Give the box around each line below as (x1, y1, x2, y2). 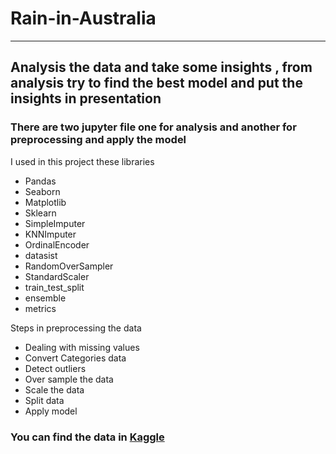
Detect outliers (24, 362, 87, 374)
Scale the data (24, 383, 85, 396)
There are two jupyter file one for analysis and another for (10, 120, 297, 134)
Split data (24, 394, 65, 406)
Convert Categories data (24, 352, 127, 364)
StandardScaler (24, 270, 90, 282)
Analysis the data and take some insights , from (10, 59, 313, 76)
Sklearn (24, 207, 57, 219)
